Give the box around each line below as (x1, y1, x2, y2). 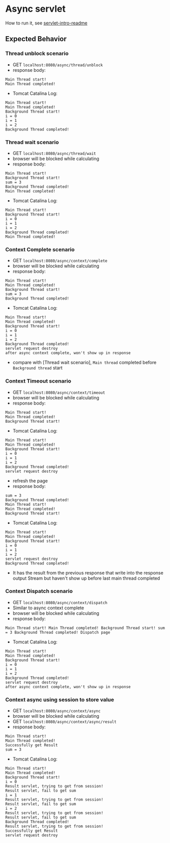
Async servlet (5, 3, 66, 15)
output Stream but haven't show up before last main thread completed (12, 575, 160, 581)
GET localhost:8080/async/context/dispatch (12, 599, 108, 605)
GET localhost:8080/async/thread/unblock (12, 62, 103, 68)
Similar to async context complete (12, 605, 84, 611)
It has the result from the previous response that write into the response (12, 569, 164, 576)
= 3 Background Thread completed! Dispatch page (5, 630, 110, 635)
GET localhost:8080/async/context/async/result (12, 719, 117, 725)
